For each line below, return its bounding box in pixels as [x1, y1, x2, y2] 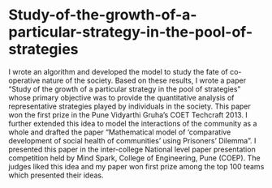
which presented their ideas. [8, 170, 104, 180]
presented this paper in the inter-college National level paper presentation [8, 144, 256, 154]
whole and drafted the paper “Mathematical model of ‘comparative [8, 127, 231, 137]
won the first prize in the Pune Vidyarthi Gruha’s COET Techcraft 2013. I [8, 109, 248, 119]
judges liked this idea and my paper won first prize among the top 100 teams [8, 161, 265, 171]
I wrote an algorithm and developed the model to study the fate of [8, 66, 229, 76]
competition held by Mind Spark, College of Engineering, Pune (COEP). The [8, 152, 261, 163]
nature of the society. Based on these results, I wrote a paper [41, 75, 246, 85]
